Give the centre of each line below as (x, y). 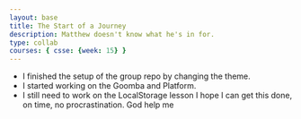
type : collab (34, 42)
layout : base (34, 17)
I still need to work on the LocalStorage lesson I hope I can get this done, (157, 96)
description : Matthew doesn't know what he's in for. (112, 34)
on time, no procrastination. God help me (98, 105)
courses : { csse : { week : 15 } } (68, 51)
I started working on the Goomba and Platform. (109, 86)
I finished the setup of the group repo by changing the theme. (137, 76)
